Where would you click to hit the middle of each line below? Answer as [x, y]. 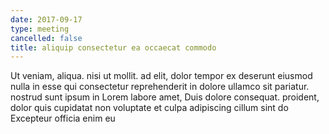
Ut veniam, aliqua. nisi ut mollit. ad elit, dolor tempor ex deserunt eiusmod [161, 76]
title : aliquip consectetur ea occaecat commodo [113, 47]
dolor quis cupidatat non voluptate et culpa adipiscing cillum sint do [149, 108]
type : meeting [40, 29]
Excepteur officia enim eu [63, 118]
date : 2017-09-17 [46, 19]
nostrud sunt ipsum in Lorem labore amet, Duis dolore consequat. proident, [165, 97]
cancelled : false [46, 38]
